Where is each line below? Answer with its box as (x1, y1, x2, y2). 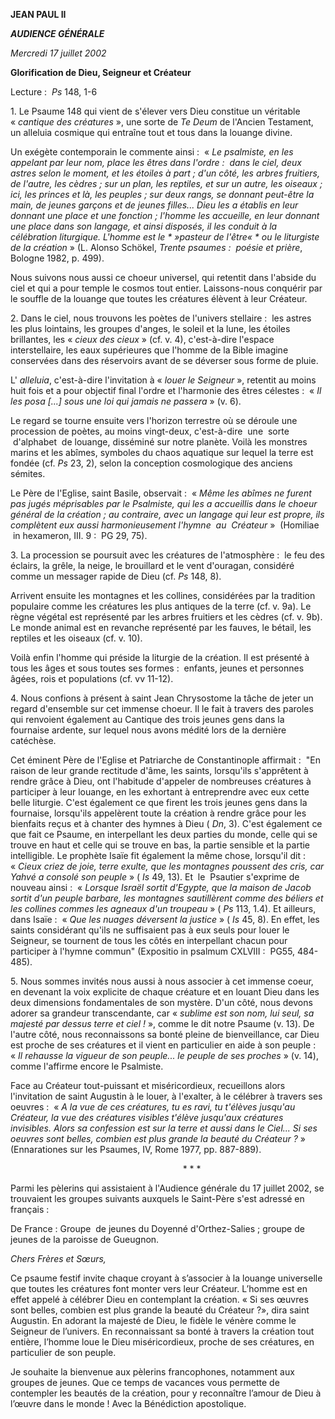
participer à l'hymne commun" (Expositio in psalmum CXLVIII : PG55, (10, 945, 296, 957)
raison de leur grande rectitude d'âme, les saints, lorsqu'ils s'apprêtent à (10, 765, 309, 776)
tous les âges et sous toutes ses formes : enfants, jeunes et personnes (10, 662, 305, 674)
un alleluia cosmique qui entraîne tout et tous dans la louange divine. (10, 127, 293, 138)
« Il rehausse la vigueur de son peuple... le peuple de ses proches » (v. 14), (10, 1050, 319, 1061)
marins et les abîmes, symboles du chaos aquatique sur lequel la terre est (10, 447, 314, 458)
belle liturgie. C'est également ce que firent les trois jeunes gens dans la (10, 797, 308, 808)
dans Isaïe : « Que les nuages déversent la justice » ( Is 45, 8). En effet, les (10, 914, 320, 925)
